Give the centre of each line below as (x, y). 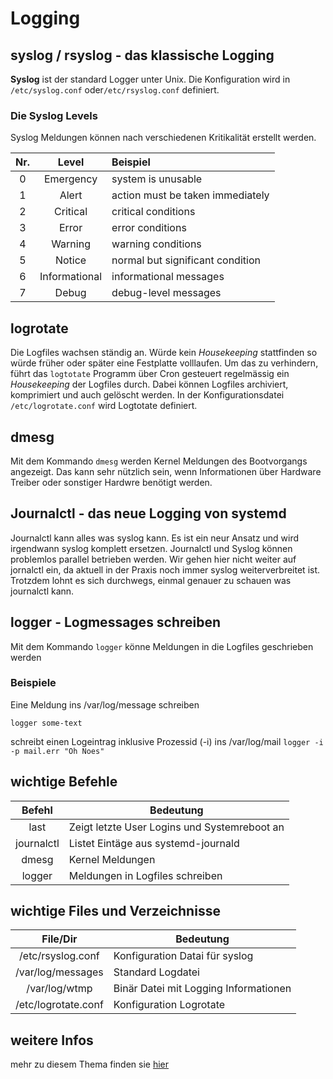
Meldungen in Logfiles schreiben (145, 875)
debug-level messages (166, 293)
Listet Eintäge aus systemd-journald (154, 843)
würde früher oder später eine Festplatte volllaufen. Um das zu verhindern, (164, 363)
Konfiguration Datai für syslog (183, 956)
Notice (70, 260)
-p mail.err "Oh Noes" (57, 751)
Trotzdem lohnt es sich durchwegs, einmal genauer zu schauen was (151, 580)
